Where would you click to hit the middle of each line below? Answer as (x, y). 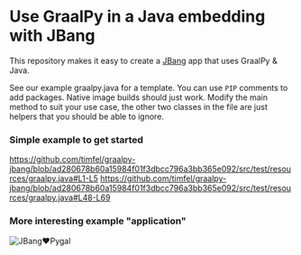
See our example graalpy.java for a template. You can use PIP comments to (149, 87)
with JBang (53, 36)
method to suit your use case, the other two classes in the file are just (138, 106)
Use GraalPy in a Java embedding (137, 17)
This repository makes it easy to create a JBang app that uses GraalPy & (143, 60)
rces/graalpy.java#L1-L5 (54, 178)
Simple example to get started (77, 140)
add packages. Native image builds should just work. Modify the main (139, 97)
